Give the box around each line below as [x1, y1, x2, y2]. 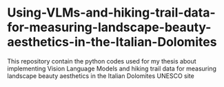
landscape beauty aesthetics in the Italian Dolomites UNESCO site [7, 71, 194, 80]
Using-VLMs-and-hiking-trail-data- [7, 5, 216, 21]
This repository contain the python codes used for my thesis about [7, 57, 196, 65]
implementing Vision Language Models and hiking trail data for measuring [7, 64, 217, 72]
